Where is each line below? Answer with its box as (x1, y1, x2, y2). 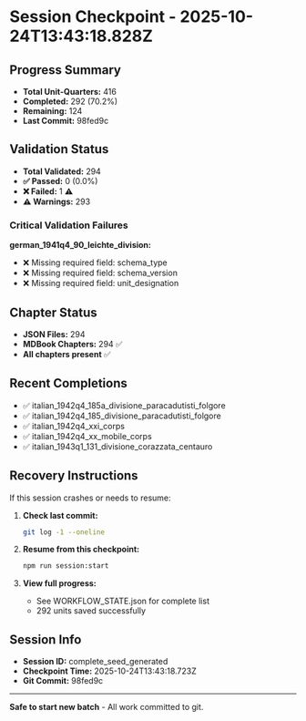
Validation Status (9, 141, 109, 157)
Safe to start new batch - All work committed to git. (9, 702, 204, 713)
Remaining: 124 (22, 106, 83, 116)
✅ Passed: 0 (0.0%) (22, 175, 98, 186)
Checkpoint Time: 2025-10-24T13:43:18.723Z (22, 665, 198, 676)
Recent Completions (9, 376, 127, 391)
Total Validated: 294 (22, 166, 102, 177)
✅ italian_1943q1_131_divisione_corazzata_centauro (22, 440, 213, 452)
